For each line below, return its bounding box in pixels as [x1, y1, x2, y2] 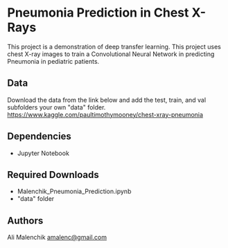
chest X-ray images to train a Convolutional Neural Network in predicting [7, 50, 215, 58]
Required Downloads [7, 168, 99, 181]
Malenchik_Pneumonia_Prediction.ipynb [17, 187, 132, 195]
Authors [7, 215, 44, 227]
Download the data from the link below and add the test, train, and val [7, 96, 207, 104]
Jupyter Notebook [17, 149, 69, 157]
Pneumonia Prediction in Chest [7, 5, 189, 21]
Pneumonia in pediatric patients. [7, 57, 100, 65]
